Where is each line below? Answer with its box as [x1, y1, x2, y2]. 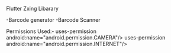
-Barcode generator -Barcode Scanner [6, 16, 101, 23]
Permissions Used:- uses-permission [6, 28, 96, 35]
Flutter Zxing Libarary [6, 5, 59, 12]
